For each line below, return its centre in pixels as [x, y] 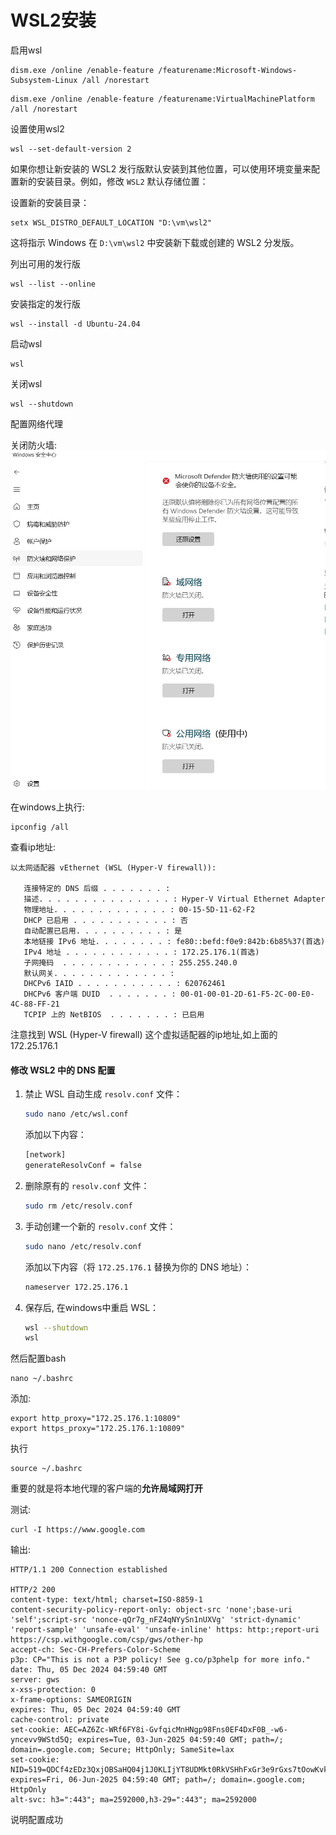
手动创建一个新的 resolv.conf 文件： [100, 1226]
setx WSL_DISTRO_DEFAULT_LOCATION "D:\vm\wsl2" [111, 222]
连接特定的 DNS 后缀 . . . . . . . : [97, 889]
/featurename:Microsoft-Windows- [228, 70]
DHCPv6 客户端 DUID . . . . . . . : [100, 994]
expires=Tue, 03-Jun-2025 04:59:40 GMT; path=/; [180, 1740]
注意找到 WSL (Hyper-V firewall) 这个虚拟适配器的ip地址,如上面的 [144, 1035]
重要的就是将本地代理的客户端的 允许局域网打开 [106, 1488]
